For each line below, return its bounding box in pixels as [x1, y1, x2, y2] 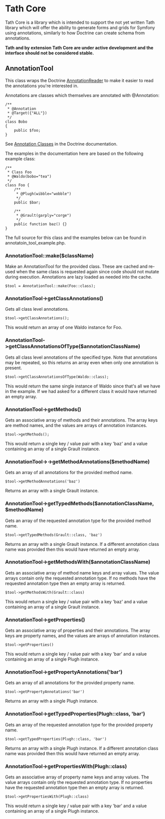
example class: [5, 155, 35, 161]
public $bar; [14, 200, 41, 205]
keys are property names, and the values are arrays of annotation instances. [5, 633, 160, 639]
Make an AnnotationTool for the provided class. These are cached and [5, 263, 148, 270]
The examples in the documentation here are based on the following [5, 150, 144, 156]
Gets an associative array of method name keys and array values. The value [5, 570, 159, 576]
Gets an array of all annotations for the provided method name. [5, 470, 133, 476]
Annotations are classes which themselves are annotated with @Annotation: [5, 92, 160, 98]
